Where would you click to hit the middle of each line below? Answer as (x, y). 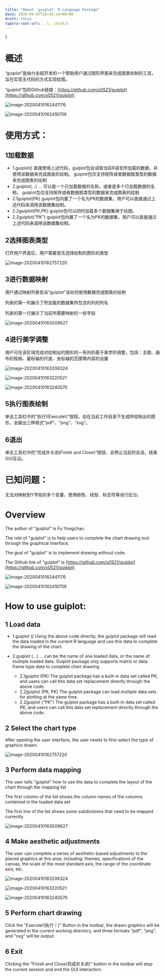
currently (14, 816)
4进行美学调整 (27, 339)
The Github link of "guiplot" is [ (36, 562)
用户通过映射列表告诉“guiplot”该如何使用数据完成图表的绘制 (66, 292)
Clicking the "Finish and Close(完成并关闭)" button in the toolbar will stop (79, 964)
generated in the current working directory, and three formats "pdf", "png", (81, 931)
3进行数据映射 (27, 280)
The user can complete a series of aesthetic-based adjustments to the (76, 853)
